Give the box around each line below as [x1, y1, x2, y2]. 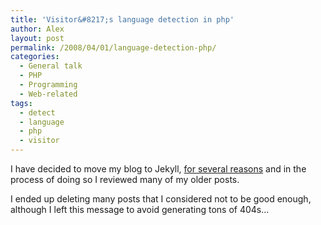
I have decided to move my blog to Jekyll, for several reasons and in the [10, 163, 307, 175]
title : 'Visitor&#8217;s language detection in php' [10, 14, 235, 25]
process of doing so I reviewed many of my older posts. [10, 174, 240, 185]
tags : [10, 98, 33, 108]
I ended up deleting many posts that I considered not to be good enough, [10, 193, 312, 205]
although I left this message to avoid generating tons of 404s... [10, 204, 270, 215]
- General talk [19, 61, 83, 71]
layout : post [10, 33, 65, 43]
